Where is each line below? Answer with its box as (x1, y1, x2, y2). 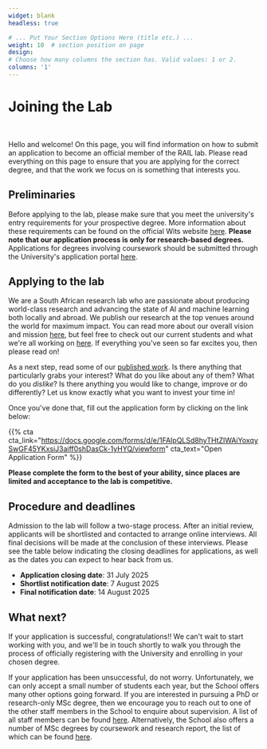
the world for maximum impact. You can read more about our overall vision (8, 321, 253, 331)
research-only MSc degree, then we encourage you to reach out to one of (8, 698, 251, 707)
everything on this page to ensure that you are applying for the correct (8, 157, 240, 166)
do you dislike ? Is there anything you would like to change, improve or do (8, 379, 248, 389)
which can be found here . (8, 732, 93, 742)
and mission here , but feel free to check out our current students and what (8, 330, 253, 339)
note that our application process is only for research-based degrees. (8, 235, 245, 244)
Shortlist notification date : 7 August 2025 (19, 579, 159, 588)
